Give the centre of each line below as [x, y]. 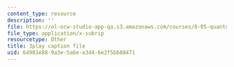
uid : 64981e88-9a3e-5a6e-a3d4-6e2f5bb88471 [71, 53]
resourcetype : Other [37, 40]
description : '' [31, 20]
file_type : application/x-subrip [56, 33]
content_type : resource [42, 14]
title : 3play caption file [46, 46]
